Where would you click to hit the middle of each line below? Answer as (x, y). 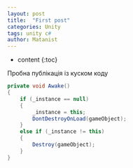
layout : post (26, 14)
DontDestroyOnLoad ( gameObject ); (80, 119)
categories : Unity (34, 27)
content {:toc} (37, 59)
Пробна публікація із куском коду (58, 73)
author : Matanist (33, 40)
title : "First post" (39, 20)
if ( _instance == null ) (55, 99)
